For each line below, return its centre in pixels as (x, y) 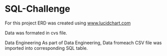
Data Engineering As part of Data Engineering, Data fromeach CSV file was (83, 43)
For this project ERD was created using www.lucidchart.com (68, 23)
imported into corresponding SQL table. (46, 48)
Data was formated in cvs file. (36, 33)
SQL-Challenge (38, 9)
